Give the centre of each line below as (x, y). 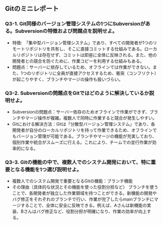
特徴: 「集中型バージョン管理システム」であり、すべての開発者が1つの (82, 42)
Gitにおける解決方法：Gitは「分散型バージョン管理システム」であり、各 (84, 124)
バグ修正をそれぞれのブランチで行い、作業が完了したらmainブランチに (83, 199)
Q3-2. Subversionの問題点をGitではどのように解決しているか (77, 93)
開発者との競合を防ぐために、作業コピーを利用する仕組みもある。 (78, 61)
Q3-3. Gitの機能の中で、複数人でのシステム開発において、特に (78, 162)
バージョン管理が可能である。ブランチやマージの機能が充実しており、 (86, 136)
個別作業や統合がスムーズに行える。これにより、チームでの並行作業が (82, 142)
